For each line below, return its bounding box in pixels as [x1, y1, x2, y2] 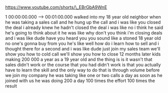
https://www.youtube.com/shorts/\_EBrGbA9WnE [5, 4, 107, 10]
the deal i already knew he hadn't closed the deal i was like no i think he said [5, 24, 163, 30]
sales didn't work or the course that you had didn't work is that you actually [5, 62, 161, 67]
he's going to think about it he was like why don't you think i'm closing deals [5, 30, 162, 35]
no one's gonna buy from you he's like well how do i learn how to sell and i [5, 40, 159, 46]
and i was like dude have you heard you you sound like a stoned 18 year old [5, 35, 161, 41]
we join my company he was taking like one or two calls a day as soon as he [5, 72, 163, 78]
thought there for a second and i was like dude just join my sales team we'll [5, 46, 160, 51]
